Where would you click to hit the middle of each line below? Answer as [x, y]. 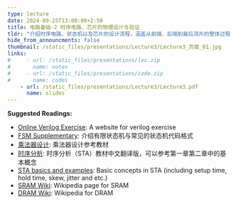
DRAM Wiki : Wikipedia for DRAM [65, 193]
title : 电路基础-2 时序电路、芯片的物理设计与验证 [74, 27]
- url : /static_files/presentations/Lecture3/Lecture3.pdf [109, 87]
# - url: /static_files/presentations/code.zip [85, 73]
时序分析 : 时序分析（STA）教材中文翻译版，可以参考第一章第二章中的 [119, 154]
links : [17, 54]
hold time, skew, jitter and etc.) [63, 178]
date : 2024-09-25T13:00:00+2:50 [55, 21]
